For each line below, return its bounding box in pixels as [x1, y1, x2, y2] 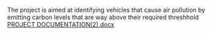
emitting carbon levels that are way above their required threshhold [7, 13, 200, 21]
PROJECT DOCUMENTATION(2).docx [7, 21, 114, 28]
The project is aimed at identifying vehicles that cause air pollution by [7, 6, 206, 14]
